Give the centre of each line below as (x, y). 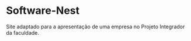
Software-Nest (43, 11)
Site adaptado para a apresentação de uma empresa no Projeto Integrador (95, 27)
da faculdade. (23, 32)
